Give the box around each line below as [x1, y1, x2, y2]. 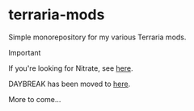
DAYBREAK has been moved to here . [8, 79, 131, 88]
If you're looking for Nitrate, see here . [8, 63, 133, 73]
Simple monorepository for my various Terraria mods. [8, 32, 187, 42]
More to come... [8, 94, 61, 104]
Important [8, 47, 41, 57]
